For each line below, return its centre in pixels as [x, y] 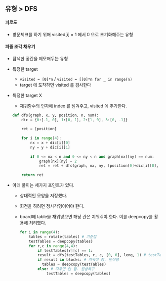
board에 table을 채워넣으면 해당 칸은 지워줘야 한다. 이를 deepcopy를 [86, 217]
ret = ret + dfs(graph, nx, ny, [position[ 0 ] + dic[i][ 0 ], [99, 166]
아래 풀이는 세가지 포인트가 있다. [43, 185]
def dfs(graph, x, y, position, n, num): [55, 115]
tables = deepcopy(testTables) [74, 264]
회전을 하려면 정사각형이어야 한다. [52, 206]
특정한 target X [27, 95]
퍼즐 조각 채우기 [20, 47]
